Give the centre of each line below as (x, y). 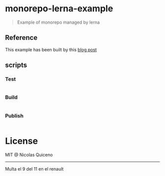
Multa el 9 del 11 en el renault (34, 169)
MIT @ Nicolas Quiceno (29, 155)
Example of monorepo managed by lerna (58, 22)
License (22, 141)
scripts (16, 65)
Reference (21, 38)
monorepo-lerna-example (59, 9)
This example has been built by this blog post (51, 49)
